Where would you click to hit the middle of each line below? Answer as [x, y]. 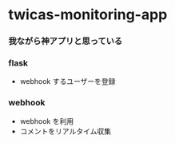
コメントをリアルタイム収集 [66, 131]
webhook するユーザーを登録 [68, 81]
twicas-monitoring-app [88, 15]
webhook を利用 [47, 121]
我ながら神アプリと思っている [66, 42]
